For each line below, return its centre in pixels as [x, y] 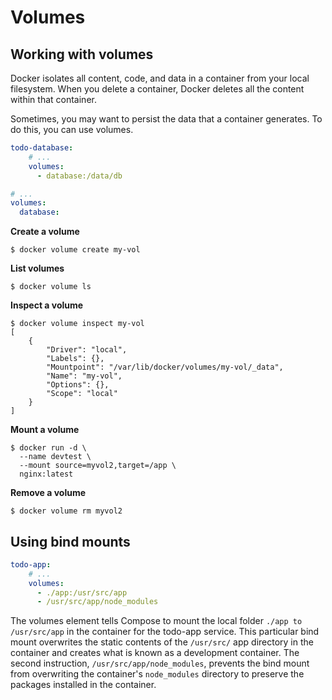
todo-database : [42, 148]
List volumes [37, 268]
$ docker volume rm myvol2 [66, 511]
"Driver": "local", [87, 350]
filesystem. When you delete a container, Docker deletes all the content [157, 89]
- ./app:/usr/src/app [82, 592]
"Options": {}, [78, 385]
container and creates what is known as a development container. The [155, 653]
